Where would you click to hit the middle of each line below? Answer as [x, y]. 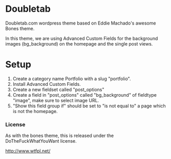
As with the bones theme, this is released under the [60, 135]
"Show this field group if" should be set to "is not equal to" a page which [89, 106]
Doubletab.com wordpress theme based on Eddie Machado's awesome [81, 23]
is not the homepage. [35, 111]
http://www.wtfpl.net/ [28, 151]
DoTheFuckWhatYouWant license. [41, 141]
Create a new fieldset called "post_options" [58, 89]
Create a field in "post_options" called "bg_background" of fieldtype [85, 95]
